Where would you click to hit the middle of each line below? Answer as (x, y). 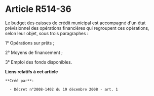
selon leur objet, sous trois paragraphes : (47, 33)
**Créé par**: (20, 81)
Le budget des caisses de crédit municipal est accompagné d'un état (75, 23)
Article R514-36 (38, 9)
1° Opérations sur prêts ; (30, 43)
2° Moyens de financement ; (34, 52)
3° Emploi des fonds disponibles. (39, 62)
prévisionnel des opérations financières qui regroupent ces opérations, (77, 28)
